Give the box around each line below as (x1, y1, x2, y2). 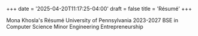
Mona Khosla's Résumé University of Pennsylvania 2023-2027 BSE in (6, 17, 179, 23)
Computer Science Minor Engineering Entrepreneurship (6, 23, 144, 30)
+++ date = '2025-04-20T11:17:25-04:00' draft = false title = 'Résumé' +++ (6, 5, 192, 12)
